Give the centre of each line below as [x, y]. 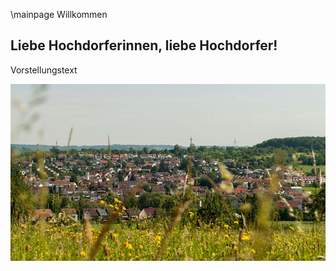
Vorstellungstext [44, 70]
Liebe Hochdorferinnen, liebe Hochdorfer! [144, 45]
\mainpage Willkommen [59, 14]
